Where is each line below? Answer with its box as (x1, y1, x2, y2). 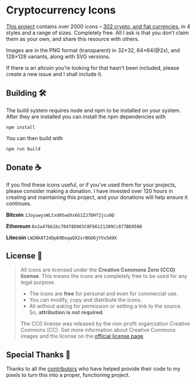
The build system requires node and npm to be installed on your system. (6, 107, 181, 114)
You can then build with (6, 134, 63, 141)
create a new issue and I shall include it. (6, 70, 103, 77)
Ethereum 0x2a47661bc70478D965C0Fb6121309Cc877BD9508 (6, 222, 143, 229)
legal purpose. (20, 279, 56, 286)
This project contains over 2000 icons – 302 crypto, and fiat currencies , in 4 (6, 23, 191, 30)
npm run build (6, 146, 41, 152)
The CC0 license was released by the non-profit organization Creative (20, 320, 190, 327)
